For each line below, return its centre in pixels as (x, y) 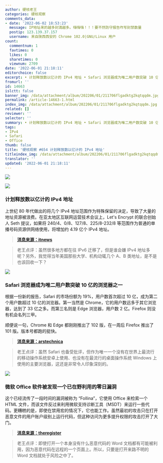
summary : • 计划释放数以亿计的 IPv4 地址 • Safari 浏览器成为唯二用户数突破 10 (79, 123)
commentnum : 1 (24, 46)
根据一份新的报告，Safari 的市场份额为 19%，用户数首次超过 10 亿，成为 (77, 296)
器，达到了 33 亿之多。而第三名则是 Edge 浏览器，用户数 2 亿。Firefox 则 (78, 308)
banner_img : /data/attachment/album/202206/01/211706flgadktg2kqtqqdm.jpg (82, 95)
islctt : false (19, 91)
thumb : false (18, 145)
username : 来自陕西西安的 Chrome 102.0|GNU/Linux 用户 (63, 37)
